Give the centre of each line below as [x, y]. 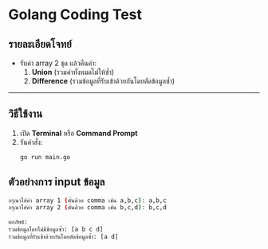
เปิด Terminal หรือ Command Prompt [79, 133]
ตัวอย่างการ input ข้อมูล [57, 182]
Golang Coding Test [75, 15]
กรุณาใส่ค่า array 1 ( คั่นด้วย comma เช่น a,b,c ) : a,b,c [88, 200]
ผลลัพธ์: [18, 222]
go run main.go [45, 157]
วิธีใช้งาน [26, 114]
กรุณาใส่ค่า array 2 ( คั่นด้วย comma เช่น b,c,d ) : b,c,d [88, 208]
